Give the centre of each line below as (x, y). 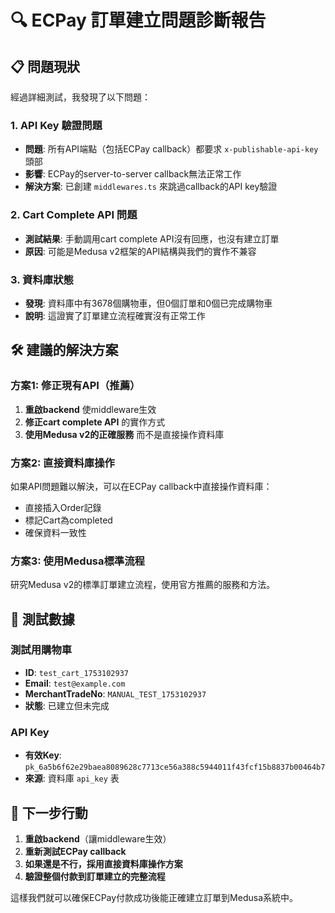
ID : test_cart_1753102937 (77, 672)
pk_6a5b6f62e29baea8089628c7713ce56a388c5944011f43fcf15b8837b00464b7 (175, 767)
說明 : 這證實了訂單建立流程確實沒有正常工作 (115, 315)
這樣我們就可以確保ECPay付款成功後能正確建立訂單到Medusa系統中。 (154, 897)
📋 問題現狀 (45, 66)
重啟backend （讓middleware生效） (98, 838)
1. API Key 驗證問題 (56, 125)
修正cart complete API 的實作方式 (95, 422)
